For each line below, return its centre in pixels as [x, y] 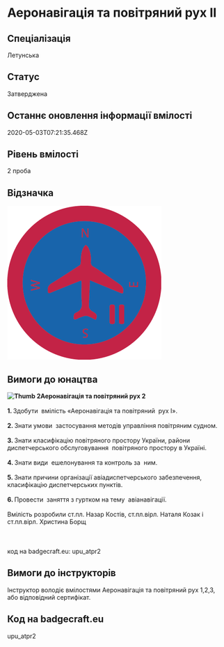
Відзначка [31, 193]
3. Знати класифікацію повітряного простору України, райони [99, 440]
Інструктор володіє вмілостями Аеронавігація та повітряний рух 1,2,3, [111, 590]
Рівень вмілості [43, 154]
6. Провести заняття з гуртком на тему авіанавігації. [87, 500]
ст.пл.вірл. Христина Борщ [47, 522]
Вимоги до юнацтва [53, 380]
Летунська [23, 55]
